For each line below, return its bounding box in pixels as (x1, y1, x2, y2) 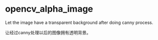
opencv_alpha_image (5, 3, 94, 15)
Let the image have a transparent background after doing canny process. (5, 20, 154, 25)
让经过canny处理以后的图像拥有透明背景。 (5, 29, 91, 35)
